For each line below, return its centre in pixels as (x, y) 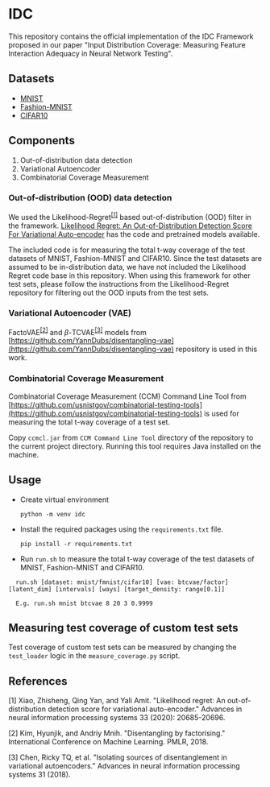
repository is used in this (217, 349)
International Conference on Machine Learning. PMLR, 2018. (108, 742)
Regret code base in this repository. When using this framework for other (130, 275)
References (38, 681)
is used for (222, 413)
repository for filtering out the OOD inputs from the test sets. (109, 292)
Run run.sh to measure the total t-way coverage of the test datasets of (137, 559)
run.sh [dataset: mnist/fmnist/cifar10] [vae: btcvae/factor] (122, 582)
